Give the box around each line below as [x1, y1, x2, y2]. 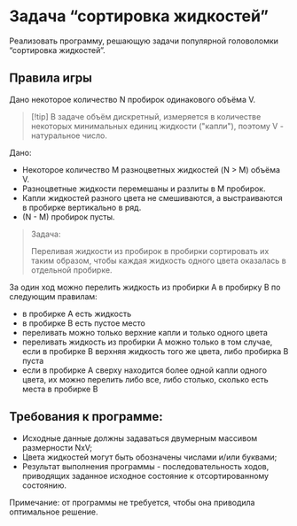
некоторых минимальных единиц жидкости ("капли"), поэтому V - [30, 120, 284, 131]
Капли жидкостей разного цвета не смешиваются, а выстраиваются [21, 192, 284, 203]
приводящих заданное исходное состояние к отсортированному [21, 470, 269, 481]
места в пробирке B [21, 383, 98, 394]
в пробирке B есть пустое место [21, 317, 146, 329]
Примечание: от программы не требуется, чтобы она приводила [9, 497, 255, 507]
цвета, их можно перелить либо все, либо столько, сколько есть [21, 374, 269, 384]
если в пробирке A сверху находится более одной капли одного [21, 365, 268, 375]
